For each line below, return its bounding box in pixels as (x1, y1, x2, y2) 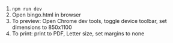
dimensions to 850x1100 (11, 24, 72, 31)
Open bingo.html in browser (11, 11, 81, 18)
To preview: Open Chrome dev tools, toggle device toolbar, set (11, 18, 167, 24)
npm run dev (11, 6, 42, 12)
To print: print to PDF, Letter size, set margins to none (11, 30, 145, 37)
